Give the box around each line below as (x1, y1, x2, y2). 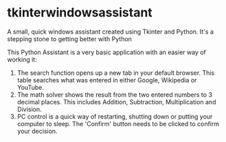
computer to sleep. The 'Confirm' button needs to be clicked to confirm (16, 119, 220, 128)
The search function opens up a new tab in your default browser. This (16, 69, 215, 77)
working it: (7, 55, 37, 63)
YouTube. (16, 83, 45, 91)
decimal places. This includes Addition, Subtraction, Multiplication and (16, 97, 216, 106)
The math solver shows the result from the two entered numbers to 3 (16, 91, 213, 99)
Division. (16, 105, 43, 113)
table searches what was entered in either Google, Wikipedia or (16, 75, 197, 84)
